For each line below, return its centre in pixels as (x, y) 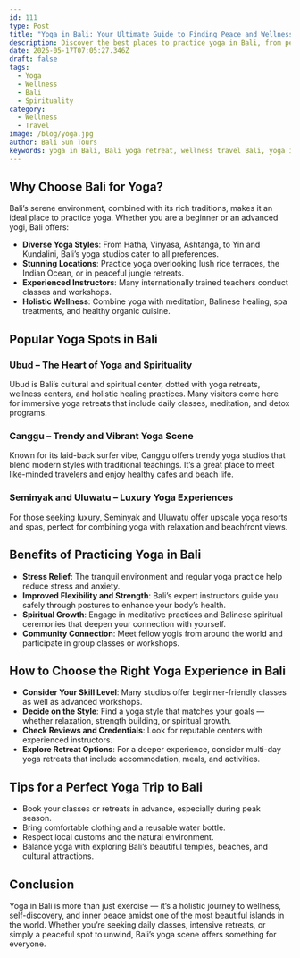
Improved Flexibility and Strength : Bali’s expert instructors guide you (150, 595)
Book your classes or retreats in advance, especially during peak (141, 809)
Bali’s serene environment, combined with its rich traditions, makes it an (141, 208)
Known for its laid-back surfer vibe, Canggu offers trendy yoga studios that (147, 455)
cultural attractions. (58, 856)
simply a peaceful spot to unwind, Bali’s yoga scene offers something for (143, 934)
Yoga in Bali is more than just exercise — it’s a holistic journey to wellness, (145, 905)
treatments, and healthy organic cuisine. (96, 311)
